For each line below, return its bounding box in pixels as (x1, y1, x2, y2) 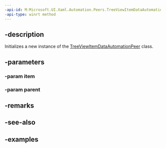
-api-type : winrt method (4, 12, 56, 17)
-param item (4, 73, 35, 79)
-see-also (4, 118, 36, 127)
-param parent (4, 86, 41, 93)
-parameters (4, 58, 45, 66)
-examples (4, 135, 39, 144)
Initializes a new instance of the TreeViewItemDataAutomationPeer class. (4, 43, 154, 50)
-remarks (4, 101, 34, 110)
